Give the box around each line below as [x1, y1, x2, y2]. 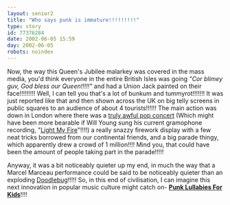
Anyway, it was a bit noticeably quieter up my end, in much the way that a [7, 161, 216, 169]
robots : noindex [7, 49, 54, 56]
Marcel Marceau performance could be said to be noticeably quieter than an [7, 168, 223, 176]
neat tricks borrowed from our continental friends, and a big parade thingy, [7, 133, 219, 141]
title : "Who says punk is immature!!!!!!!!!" [7, 17, 139, 23]
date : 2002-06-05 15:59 [7, 36, 76, 43]
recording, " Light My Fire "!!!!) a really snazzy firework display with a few [7, 125, 211, 134]
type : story [7, 23, 41, 30]
